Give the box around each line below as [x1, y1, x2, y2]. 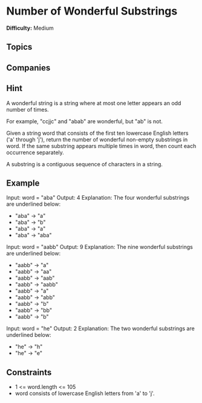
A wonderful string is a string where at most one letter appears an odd [6, 99, 181, 107]
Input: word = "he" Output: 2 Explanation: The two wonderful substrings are [6, 325, 195, 332]
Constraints [6, 367, 52, 378]
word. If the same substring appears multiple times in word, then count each [6, 142, 197, 149]
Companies [6, 63, 51, 73]
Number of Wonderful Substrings [6, 4, 178, 18]
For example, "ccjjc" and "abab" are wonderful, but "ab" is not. [6, 117, 163, 125]
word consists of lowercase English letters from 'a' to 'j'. [15, 390, 155, 397]
